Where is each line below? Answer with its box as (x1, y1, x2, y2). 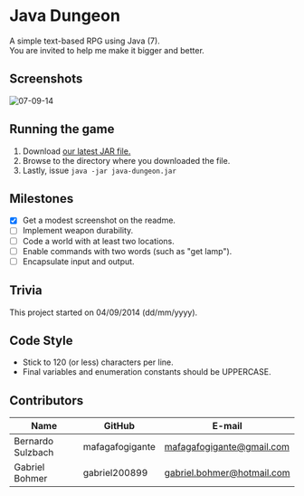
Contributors (9, 393, 84, 408)
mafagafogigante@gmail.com (164, 441, 290, 453)
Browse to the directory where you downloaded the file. (22, 155, 231, 166)
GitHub (103, 420, 136, 433)
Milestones (9, 191, 74, 206)
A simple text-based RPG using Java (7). (9, 35, 160, 46)
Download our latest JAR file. (22, 146, 131, 157)
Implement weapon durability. (22, 225, 134, 236)
